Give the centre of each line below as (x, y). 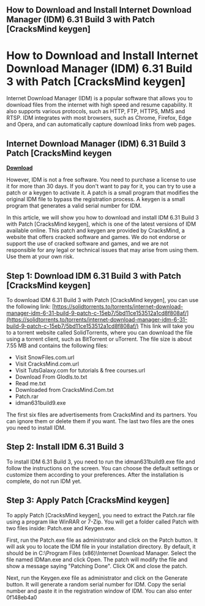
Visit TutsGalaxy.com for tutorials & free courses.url (80, 370)
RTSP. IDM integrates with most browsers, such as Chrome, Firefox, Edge (99, 118)
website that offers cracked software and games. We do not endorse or (96, 237)
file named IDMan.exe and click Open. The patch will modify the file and (97, 560)
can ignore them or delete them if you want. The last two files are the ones (100, 421)
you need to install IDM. (36, 427)
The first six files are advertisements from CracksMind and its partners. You (102, 415)
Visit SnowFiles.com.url (45, 357)
